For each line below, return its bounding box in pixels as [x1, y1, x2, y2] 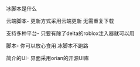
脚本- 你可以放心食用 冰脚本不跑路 [6, 43, 89, 49]
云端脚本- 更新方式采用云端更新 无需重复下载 [6, 17, 114, 24]
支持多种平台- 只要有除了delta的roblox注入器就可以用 [6, 30, 135, 37]
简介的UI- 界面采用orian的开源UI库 [6, 55, 90, 61]
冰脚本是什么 [6, 5, 37, 12]
